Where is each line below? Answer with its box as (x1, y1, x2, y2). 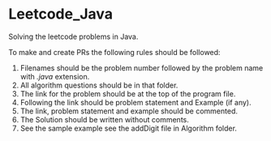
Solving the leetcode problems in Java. (8, 32, 139, 41)
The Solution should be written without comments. (19, 114, 189, 124)
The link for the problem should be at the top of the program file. (19, 88, 236, 98)
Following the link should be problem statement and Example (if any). (19, 97, 252, 107)
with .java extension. (19, 71, 90, 81)
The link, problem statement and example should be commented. (19, 106, 238, 116)
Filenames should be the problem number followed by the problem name (19, 62, 264, 73)
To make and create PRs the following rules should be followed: (8, 47, 221, 57)
